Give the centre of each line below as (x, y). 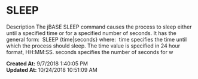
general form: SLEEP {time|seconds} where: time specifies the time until (97, 39)
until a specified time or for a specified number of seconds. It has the (91, 33)
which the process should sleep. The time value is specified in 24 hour (93, 46)
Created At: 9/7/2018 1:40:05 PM (47, 64)
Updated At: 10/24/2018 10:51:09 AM (52, 69)
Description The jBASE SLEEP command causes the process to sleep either (99, 27)
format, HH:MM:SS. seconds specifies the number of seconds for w (90, 52)
